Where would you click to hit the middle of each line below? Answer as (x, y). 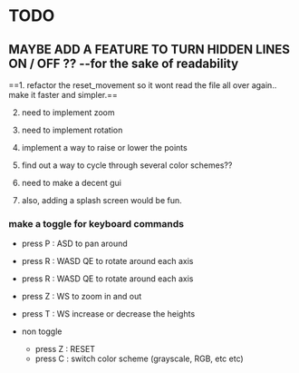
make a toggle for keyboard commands (96, 223)
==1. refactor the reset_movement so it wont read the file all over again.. (143, 85)
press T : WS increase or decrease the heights (108, 314)
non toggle (42, 331)
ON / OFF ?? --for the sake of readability (124, 63)
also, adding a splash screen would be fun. (101, 200)
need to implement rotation (72, 130)
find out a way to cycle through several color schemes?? (127, 165)
